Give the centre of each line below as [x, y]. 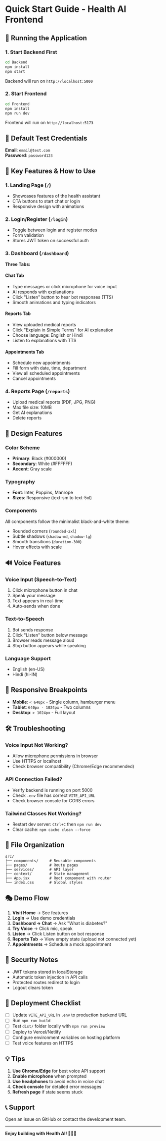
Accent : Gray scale [32, 469]
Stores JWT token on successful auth [50, 241]
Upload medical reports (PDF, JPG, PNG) [54, 402]
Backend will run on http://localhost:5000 [49, 81]
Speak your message [34, 596]
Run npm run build [31, 1021]
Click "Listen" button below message [50, 635]
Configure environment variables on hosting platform [66, 1037]
